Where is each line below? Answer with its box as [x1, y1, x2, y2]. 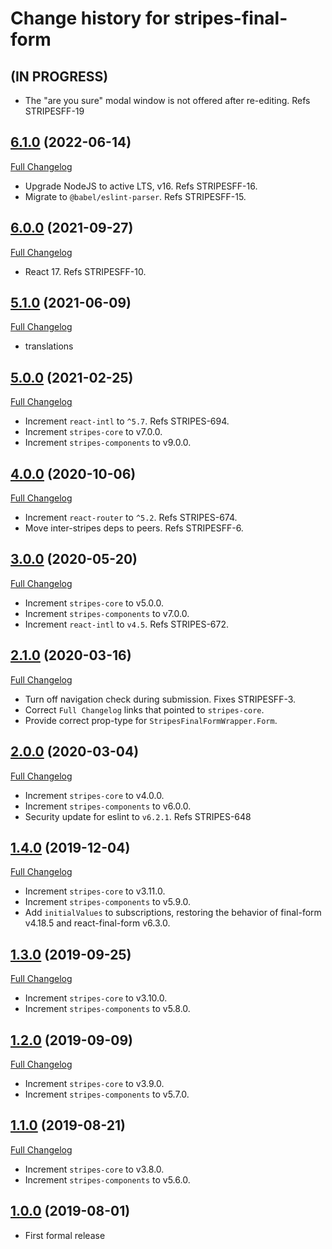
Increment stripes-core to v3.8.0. [24, 1163, 165, 1175]
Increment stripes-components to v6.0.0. [24, 800, 192, 812]
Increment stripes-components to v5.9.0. [24, 896, 192, 908]
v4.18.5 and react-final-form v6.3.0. [24, 917, 171, 929]
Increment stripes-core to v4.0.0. [24, 789, 165, 801]
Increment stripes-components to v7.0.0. [24, 607, 190, 619]
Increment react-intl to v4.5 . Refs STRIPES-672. [24, 618, 230, 630]
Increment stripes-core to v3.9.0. [24, 1077, 165, 1089]
